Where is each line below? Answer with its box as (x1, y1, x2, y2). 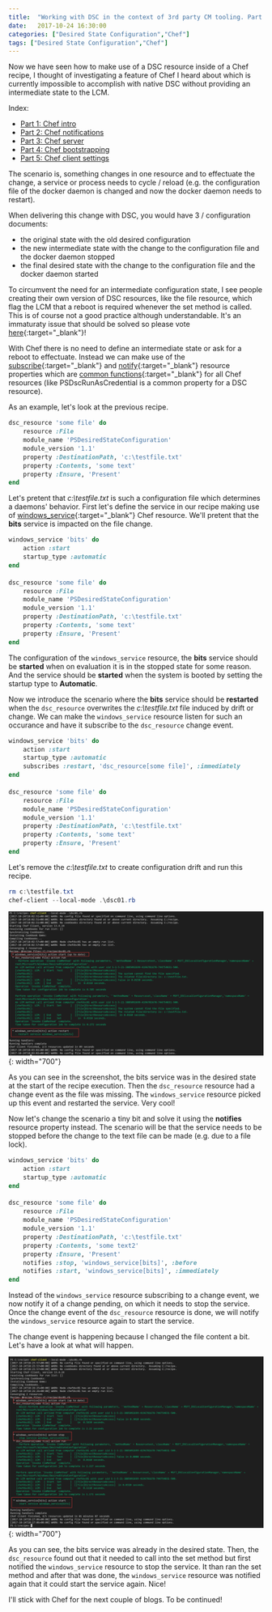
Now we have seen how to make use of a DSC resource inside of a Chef (8, 62, 249, 72)
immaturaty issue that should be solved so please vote (8, 320, 190, 329)
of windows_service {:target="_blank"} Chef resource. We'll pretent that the (8, 511, 259, 520)
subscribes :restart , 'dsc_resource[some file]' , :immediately (23, 762, 241, 770)
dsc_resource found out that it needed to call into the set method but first (8, 1553, 251, 1563)
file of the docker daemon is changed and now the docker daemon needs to (8, 186, 261, 196)
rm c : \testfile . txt (8, 887, 74, 896)
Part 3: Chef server (19, 136, 85, 146)
